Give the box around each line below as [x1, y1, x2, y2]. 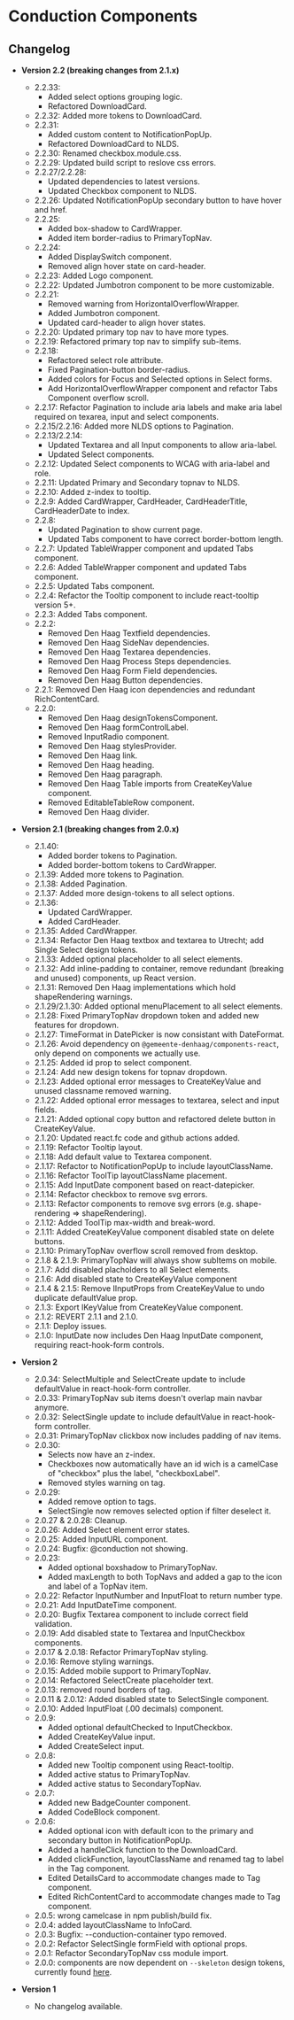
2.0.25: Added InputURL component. [34, 1534, 169, 1544]
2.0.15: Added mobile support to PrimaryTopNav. [34, 1666, 212, 1676]
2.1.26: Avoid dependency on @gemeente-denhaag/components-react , [34, 1039, 280, 1049]
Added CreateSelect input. [47, 1741, 145, 1751]
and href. [34, 205, 68, 214]
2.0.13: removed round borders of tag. [34, 1684, 173, 1695]
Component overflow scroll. [47, 392, 150, 403]
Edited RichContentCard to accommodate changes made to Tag [47, 1892, 281, 1901]
